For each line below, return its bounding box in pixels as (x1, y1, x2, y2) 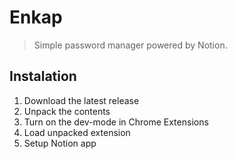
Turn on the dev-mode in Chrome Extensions (23, 116, 209, 128)
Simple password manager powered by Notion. (33, 39, 228, 51)
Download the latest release (23, 94, 140, 106)
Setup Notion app (23, 137, 97, 149)
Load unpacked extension (23, 126, 131, 138)
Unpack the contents (23, 105, 111, 117)
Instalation (9, 68, 77, 85)
